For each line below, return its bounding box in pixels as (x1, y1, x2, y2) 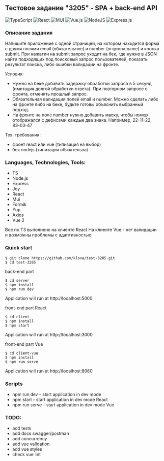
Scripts (5, 380, 23, 387)
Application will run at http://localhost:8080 (5, 368, 93, 374)
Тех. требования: (5, 132, 41, 138)
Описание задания (5, 29, 53, 36)
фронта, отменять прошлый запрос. (12, 91, 88, 97)
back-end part (5, 268, 34, 274)
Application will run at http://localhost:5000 (5, 295, 93, 301)
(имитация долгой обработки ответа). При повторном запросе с (12, 86, 148, 92)
